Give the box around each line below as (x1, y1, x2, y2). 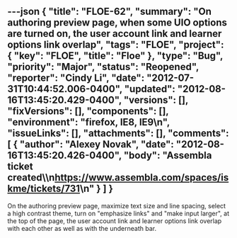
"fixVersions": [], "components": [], (7, 106, 169, 118)
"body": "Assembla (123, 149, 212, 161)
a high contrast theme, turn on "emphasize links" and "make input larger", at (7, 209, 230, 217)
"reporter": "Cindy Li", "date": (7, 72, 145, 84)
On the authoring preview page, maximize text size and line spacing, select (7, 201, 226, 210)
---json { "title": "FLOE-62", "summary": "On (7, 6, 212, 18)
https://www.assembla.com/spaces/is (54, 171, 229, 183)
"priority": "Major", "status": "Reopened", (7, 61, 200, 73)
